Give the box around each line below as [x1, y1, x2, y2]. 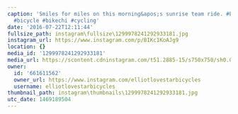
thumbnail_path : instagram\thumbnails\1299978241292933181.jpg [7, 89, 198, 96]
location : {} [7, 43, 46, 50]
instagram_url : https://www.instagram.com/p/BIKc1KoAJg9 [7, 37, 179, 44]
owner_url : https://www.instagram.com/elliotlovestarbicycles [13, 76, 201, 84]
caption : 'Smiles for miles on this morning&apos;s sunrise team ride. [7, 10, 223, 18]
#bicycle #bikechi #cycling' [13, 17, 100, 24]
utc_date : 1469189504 [7, 96, 72, 103]
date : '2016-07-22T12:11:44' [7, 23, 93, 30]
